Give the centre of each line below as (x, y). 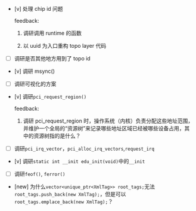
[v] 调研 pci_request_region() (50, 97)
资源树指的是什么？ (57, 136)
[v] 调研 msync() (34, 71)
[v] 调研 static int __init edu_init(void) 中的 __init (80, 161)
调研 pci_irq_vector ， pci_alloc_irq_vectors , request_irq (84, 149)
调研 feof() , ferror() (40, 174)
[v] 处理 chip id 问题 (38, 9)
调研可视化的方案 (35, 84)
